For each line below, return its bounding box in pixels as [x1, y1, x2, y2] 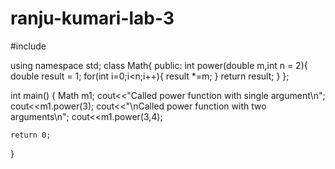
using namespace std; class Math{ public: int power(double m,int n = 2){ [10, 59, 308, 71]
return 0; [10, 130, 52, 140]
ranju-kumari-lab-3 [10, 7, 175, 30]
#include [10, 40, 47, 52]
